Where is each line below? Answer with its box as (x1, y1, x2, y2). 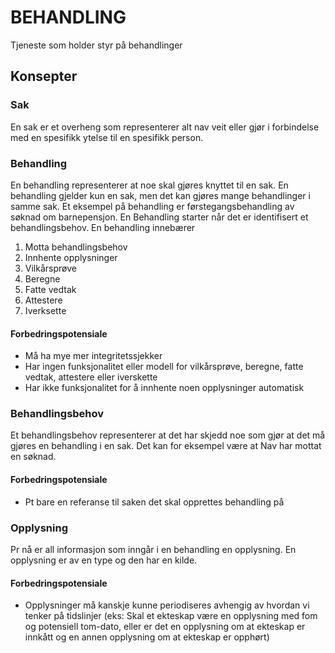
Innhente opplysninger (24, 251, 118, 263)
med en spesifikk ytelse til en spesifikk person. (10, 131, 204, 143)
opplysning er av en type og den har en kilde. (10, 554, 198, 566)
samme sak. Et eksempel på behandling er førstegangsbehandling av (10, 200, 295, 212)
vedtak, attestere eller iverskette (24, 371, 158, 383)
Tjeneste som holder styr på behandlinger (10, 39, 183, 51)
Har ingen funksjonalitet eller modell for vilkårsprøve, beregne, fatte (24, 361, 304, 373)
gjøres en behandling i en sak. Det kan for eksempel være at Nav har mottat (10, 440, 322, 452)
